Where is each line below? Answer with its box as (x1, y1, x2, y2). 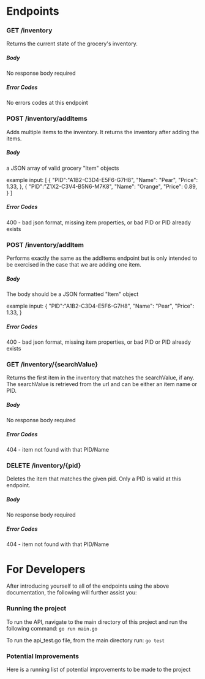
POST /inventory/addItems (6, 115, 88, 123)
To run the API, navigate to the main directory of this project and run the (6, 618, 188, 626)
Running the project (6, 604, 67, 613)
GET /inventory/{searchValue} (6, 360, 99, 368)
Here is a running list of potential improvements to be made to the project (6, 666, 191, 673)
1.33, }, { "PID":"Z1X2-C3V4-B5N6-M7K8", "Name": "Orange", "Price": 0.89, (6, 183, 198, 190)
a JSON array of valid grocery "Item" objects (6, 164, 119, 172)
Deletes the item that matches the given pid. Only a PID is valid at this (6, 475, 182, 482)
